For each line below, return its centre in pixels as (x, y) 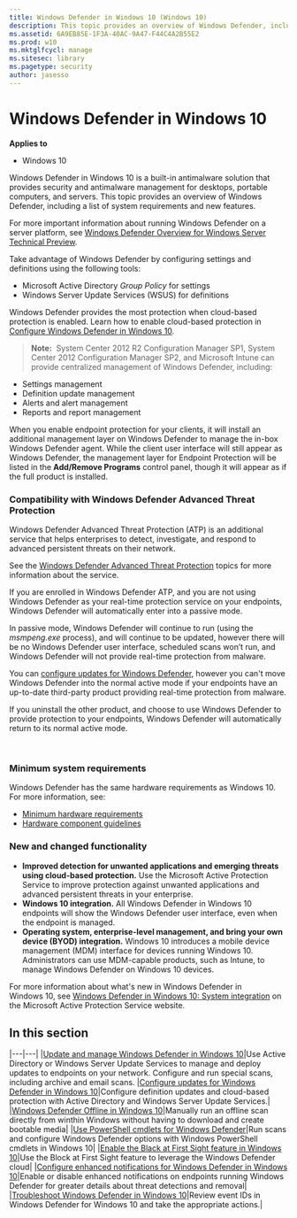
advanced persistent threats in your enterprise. (107, 894)
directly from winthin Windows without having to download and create (137, 1120)
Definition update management (78, 393)
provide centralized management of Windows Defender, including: (152, 366)
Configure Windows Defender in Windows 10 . (92, 331)
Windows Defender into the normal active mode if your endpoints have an (144, 682)
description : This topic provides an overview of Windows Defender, (138, 26)
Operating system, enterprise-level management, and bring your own (152, 931)
